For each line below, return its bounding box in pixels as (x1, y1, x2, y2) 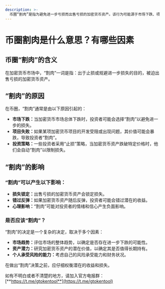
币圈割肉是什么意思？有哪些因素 (5, 35, 135, 46)
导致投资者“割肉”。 (21, 135, 60, 141)
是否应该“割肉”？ (5, 217, 46, 223)
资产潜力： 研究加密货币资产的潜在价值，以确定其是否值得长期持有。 (12, 246, 150, 252)
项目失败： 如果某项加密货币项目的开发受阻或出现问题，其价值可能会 (12, 129, 150, 135)
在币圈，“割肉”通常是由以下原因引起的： (5, 106, 87, 111)
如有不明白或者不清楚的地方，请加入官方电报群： (5, 273, 104, 279)
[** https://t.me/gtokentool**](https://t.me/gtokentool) (5, 278, 113, 284)
